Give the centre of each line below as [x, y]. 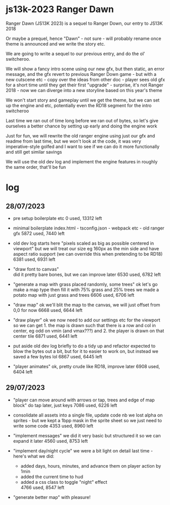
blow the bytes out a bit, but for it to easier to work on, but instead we [86, 351]
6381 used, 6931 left [34, 259]
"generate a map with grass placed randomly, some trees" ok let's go [85, 284]
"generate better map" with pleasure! [52, 497]
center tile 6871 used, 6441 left [45, 336]
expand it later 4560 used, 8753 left [50, 441]
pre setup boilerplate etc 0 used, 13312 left [57, 218]
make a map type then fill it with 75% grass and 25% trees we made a [86, 290]
